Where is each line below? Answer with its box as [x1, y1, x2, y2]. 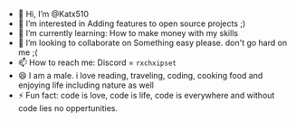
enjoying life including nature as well [17, 80, 154, 90]
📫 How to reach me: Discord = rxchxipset [17, 57, 177, 68]
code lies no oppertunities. [17, 103, 119, 113]
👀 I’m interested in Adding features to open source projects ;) [17, 18, 246, 29]
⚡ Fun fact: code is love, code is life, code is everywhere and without [17, 90, 275, 100]
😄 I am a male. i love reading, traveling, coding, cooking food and [17, 70, 263, 80]
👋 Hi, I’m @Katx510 [17, 9, 89, 19]
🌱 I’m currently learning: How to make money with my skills [17, 28, 238, 38]
